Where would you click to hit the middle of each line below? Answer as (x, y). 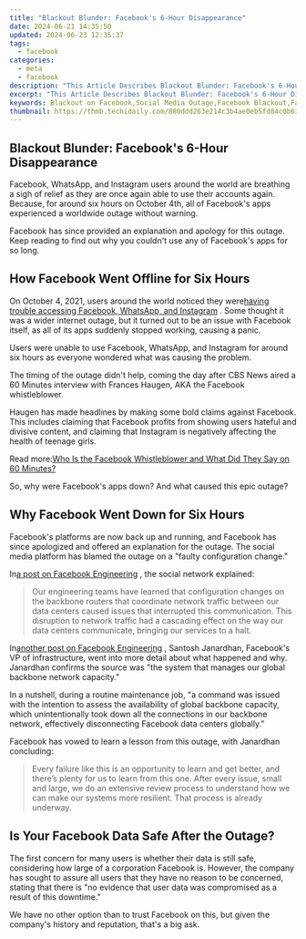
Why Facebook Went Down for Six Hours (127, 515)
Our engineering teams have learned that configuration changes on (158, 591)
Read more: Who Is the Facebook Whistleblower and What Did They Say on (149, 459)
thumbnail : (30, 111)
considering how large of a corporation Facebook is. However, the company (152, 868)
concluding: (32, 751)
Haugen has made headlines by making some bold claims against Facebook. (153, 412)
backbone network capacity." (65, 676)
